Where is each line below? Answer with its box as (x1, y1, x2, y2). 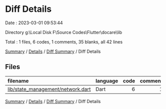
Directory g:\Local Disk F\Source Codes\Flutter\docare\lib (5, 29, 123, 35)
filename (7, 77, 29, 84)
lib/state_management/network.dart (7, 85, 91, 92)
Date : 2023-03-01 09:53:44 (5, 20, 63, 26)
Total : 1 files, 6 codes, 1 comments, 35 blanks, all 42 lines (5, 38, 123, 45)
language (95, 77, 119, 84)
